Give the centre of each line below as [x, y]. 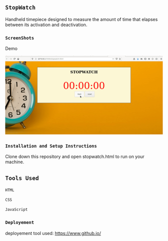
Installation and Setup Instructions [51, 146]
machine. [15, 162]
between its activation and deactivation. [46, 25]
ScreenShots [20, 38]
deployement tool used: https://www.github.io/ [53, 233]
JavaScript [16, 210]
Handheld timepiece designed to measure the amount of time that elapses [81, 19]
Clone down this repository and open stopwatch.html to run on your [75, 157]
